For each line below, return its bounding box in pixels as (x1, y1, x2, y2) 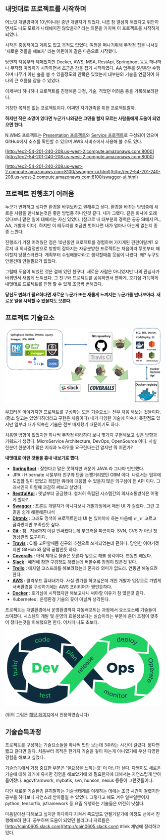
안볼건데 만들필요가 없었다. (5, 258, 57, 264)
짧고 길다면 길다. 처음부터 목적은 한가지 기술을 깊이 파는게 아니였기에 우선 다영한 (5, 748, 160, 754)
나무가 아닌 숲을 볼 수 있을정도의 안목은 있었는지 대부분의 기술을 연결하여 (14, 71, 155, 77)
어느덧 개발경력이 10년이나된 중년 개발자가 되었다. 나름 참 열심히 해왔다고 (5, 19, 146, 25)
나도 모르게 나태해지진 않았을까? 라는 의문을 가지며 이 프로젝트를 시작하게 (18, 25, 160, 31)
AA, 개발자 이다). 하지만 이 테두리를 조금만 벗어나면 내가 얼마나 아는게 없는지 (5, 222, 153, 228)
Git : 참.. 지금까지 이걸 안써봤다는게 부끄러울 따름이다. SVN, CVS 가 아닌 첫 (12, 528, 158, 534)
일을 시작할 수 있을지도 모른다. (14, 298, 72, 304)
